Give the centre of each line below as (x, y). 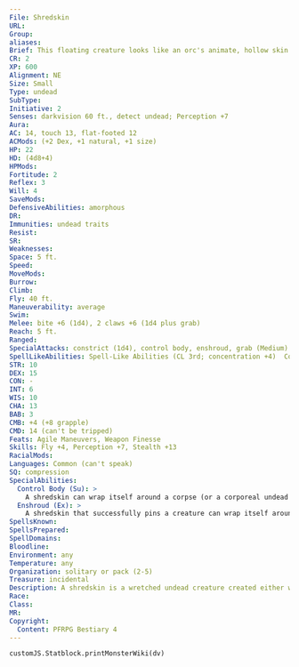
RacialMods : (31, 456)
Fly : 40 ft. (31, 299)
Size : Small (31, 84)
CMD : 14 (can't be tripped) (61, 431)
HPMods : (24, 166)
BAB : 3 (21, 414)
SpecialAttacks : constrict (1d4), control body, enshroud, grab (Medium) (149, 348)
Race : (19, 597)
